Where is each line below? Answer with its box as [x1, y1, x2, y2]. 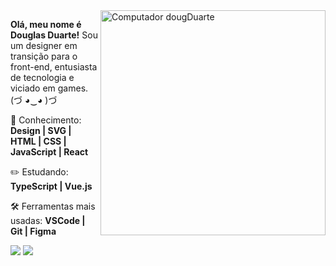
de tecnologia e [10, 72, 75, 83]
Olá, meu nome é [10, 19, 82, 30]
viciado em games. [10, 82, 89, 94]
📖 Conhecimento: [10, 114, 82, 126]
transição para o [10, 50, 78, 62]
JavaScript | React [10, 146, 89, 158]
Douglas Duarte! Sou [10, 29, 98, 41]
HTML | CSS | [10, 135, 67, 147]
